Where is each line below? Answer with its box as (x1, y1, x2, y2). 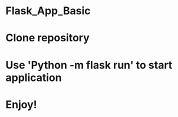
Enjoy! (5, 97, 38, 111)
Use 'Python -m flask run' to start (5, 58, 173, 71)
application (5, 71, 62, 84)
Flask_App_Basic (5, 4, 91, 18)
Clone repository (5, 31, 90, 45)
